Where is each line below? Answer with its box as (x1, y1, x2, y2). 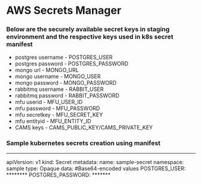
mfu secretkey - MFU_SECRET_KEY (14, 111, 103, 118)
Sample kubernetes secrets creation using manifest (6, 139, 161, 147)
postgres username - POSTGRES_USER (14, 54, 113, 61)
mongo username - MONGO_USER (14, 73, 101, 80)
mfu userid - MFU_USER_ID (14, 99, 83, 106)
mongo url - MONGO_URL (14, 67, 79, 74)
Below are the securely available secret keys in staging (6, 25, 170, 34)
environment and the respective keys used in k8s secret (6, 32, 174, 41)
